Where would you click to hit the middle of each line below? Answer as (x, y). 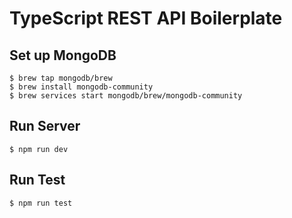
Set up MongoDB (63, 55)
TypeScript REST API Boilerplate (146, 18)
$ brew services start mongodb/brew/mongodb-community (126, 96)
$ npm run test (41, 203)
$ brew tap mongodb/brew (61, 78)
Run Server (45, 126)
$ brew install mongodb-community (81, 87)
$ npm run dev (39, 149)
